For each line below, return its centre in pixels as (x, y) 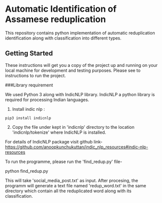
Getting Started (29, 53)
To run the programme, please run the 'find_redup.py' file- (64, 162)
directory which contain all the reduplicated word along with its (68, 191)
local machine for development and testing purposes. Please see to (73, 70)
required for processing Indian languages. (47, 100)
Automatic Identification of (61, 9)
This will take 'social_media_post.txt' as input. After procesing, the (71, 180)
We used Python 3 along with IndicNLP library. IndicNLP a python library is (80, 94)
